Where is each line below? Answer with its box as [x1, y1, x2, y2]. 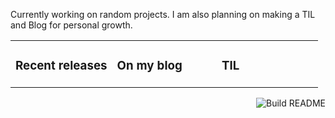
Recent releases [15, 58, 108, 74]
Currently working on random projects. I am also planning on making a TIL [10, 9, 316, 20]
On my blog [116, 58, 183, 74]
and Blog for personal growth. [10, 19, 133, 31]
